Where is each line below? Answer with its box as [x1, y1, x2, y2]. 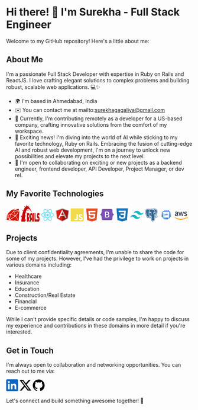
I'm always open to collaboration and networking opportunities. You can [6, 361, 181, 369]
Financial [14, 298, 37, 305]
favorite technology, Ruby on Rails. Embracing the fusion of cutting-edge [14, 140, 193, 147]
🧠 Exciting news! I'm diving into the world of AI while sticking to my [14, 133, 178, 141]
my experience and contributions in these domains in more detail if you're [6, 322, 186, 329]
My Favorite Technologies [6, 189, 104, 199]
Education [14, 286, 40, 293]
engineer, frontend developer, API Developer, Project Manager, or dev [14, 165, 184, 172]
